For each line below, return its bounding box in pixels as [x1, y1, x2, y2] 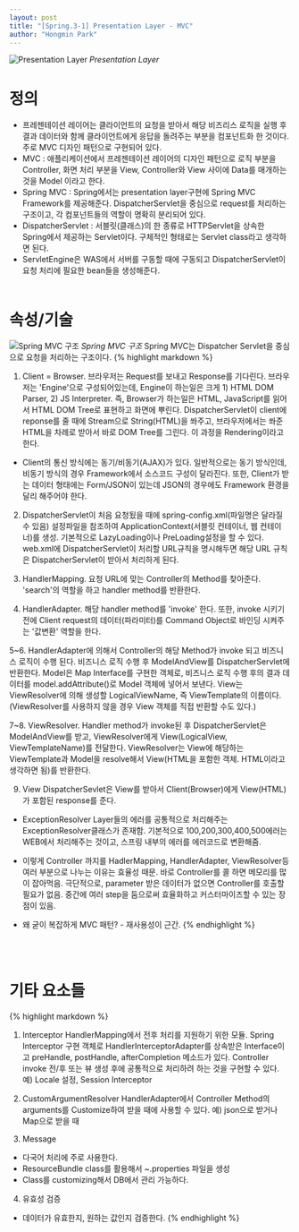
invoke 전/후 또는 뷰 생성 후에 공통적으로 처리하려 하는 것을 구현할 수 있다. [21, 1063, 279, 1074]
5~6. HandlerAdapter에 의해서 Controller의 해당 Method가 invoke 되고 [9, 646, 261, 656]
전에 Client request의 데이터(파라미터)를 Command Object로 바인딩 [21, 615, 262, 626]
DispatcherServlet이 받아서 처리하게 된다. [31, 554, 179, 565]
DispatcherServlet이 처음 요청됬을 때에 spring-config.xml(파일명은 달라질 [21, 509, 284, 520]
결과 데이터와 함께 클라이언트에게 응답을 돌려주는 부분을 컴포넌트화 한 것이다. [21, 131, 290, 141]
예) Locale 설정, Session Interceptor [21, 1074, 153, 1085]
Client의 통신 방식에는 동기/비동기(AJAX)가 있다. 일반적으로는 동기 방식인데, [21, 458, 287, 468]
